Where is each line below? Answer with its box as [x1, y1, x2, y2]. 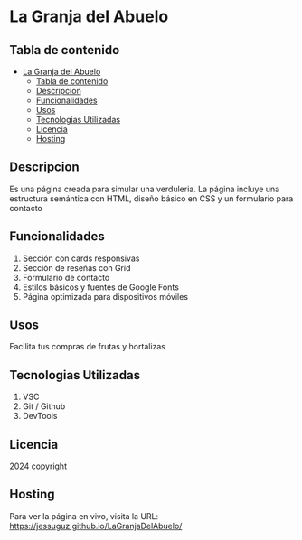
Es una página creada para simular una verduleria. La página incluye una [9, 183, 280, 194]
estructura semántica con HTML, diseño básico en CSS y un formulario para [9, 192, 294, 204]
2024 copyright [9, 461, 68, 471]
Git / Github [22, 401, 66, 412]
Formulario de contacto [22, 272, 110, 283]
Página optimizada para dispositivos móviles [22, 291, 188, 302]
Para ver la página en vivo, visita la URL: [9, 510, 159, 521]
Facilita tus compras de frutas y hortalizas [9, 341, 165, 352]
